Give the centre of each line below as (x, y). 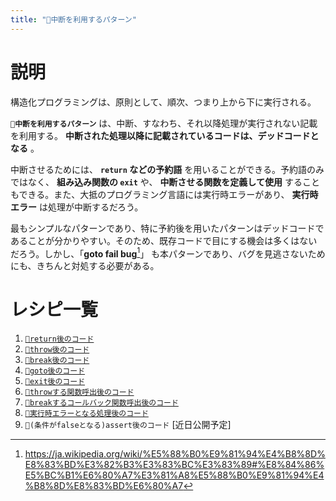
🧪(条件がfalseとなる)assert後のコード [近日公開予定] (128, 425)
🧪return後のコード (59, 339)
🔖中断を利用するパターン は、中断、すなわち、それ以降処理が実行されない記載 (164, 123)
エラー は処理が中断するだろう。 (77, 207)
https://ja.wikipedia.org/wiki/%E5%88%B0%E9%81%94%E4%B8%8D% (175, 454)
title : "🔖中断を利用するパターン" (73, 19)
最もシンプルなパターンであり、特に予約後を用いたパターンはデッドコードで (167, 228)
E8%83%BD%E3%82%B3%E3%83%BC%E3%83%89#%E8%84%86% (174, 465)
